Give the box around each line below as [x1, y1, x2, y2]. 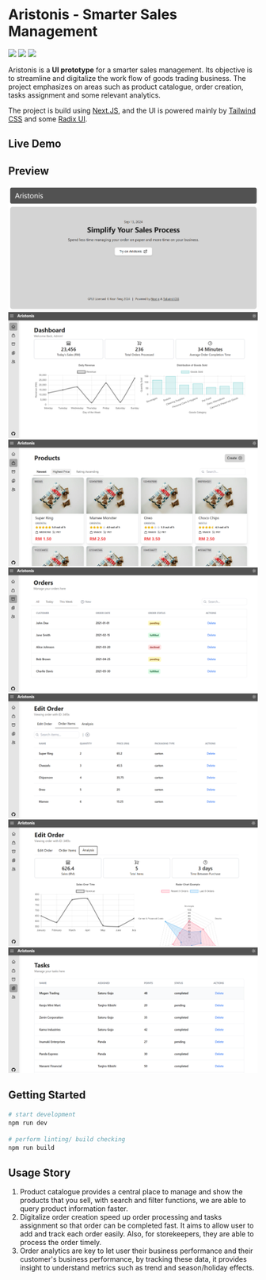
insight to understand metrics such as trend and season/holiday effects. [19, 1263, 255, 1272]
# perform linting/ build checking [8, 1136, 126, 1144]
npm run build [8, 1144, 55, 1152]
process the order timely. [19, 1238, 102, 1247]
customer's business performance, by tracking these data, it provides [19, 1255, 247, 1263]
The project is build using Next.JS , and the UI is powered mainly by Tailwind [8, 106, 256, 115]
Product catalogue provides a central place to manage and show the [19, 1187, 243, 1196]
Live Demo [8, 137, 62, 151]
